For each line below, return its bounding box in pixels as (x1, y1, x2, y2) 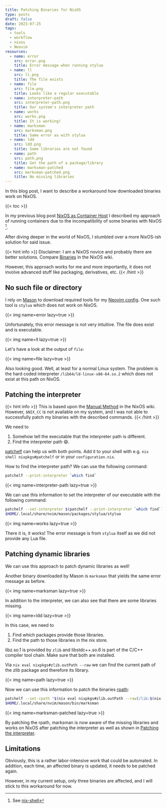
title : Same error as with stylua (14, 133, 85, 138)
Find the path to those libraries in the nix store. (12, 637, 108, 643)
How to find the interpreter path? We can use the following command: (5, 464, 148, 470)
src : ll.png (14, 72, 39, 77)
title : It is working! (14, 118, 61, 124)
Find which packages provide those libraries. (12, 632, 105, 638)
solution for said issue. (5, 239, 52, 245)
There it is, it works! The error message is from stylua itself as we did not (5, 530, 156, 537)
